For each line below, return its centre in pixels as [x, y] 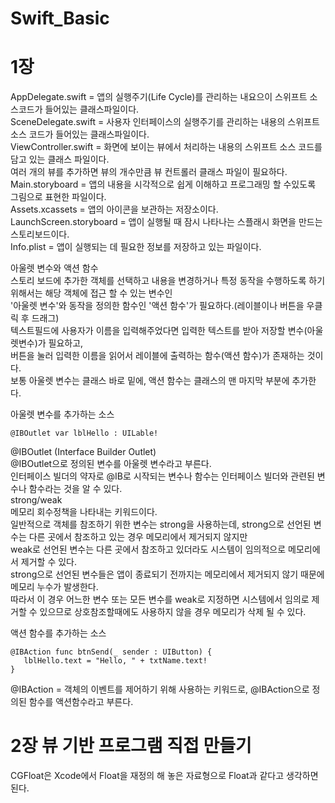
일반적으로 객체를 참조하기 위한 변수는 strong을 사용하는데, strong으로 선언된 [161, 524]
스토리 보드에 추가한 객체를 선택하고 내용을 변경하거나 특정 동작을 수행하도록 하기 [168, 281]
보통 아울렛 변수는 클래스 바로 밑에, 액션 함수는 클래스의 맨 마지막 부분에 [150, 381]
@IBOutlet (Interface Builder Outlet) [83, 452]
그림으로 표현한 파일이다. [58, 197]
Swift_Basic [60, 18]
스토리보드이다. [40, 234]
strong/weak [36, 500]
